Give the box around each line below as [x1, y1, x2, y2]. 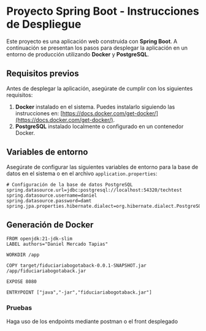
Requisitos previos [6, 69, 79, 79]
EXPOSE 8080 [6, 279, 37, 285]
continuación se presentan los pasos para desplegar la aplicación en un [6, 44, 188, 51]
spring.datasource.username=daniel [6, 192, 97, 199]
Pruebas [6, 303, 32, 312]
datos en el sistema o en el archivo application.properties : [6, 170, 158, 177]
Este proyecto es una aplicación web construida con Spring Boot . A [6, 37, 178, 45]
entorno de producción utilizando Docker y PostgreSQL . [6, 50, 150, 58]
